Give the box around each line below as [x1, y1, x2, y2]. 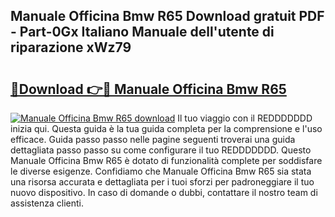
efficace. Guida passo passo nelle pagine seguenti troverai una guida [10, 134, 296, 145]
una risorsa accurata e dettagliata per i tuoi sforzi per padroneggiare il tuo [10, 176, 315, 188]
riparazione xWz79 [10, 39, 132, 56]
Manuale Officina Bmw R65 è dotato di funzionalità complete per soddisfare [10, 155, 323, 166]
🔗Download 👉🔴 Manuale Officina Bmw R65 [10, 80, 287, 98]
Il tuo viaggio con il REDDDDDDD [177, 112, 313, 124]
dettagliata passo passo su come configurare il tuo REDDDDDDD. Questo [10, 144, 312, 156]
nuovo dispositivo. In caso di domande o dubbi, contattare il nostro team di [10, 187, 318, 198]
